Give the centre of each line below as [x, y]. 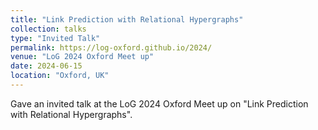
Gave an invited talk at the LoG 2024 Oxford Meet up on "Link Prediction [159, 103]
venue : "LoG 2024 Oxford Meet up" [82, 57]
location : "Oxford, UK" [60, 76]
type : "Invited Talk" [55, 38]
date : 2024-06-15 [46, 66]
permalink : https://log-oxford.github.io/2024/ [111, 47]
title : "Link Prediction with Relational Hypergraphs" [127, 19]
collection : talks [48, 29]
